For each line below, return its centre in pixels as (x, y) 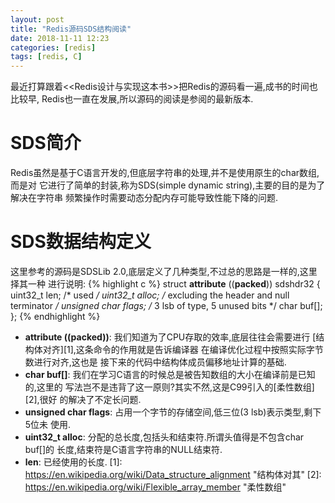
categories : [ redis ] (53, 47)
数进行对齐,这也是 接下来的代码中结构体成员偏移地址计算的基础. (155, 362)
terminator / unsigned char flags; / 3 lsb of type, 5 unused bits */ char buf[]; (166, 305)
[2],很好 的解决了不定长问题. (83, 399)
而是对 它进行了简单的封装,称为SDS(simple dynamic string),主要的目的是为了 (168, 185)
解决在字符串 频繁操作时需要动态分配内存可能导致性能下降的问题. (144, 198)
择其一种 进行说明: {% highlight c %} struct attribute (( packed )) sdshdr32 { (165, 284)
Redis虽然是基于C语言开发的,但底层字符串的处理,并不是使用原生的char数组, (165, 173)
